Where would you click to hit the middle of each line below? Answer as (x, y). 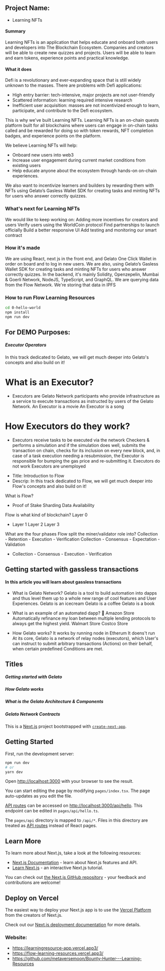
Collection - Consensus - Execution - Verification (62, 554)
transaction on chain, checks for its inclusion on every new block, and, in (86, 450)
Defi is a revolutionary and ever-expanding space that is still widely (73, 80)
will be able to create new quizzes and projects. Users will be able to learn (81, 53)
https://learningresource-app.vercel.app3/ (55, 948)
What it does (18, 69)
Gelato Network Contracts (33, 714)
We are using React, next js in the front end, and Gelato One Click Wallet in (81, 259)
